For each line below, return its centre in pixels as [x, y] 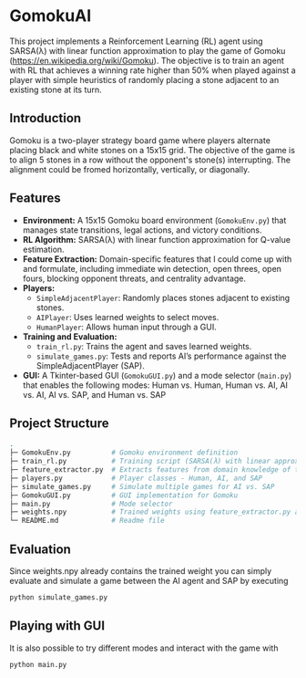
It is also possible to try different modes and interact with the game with [144, 648]
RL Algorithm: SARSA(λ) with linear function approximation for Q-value [157, 239]
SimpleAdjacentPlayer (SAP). [91, 365]
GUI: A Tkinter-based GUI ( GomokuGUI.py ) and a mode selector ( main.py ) [157, 375]
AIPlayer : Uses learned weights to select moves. [127, 317]
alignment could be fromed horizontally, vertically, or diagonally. [130, 169]
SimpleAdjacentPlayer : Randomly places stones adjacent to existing [163, 297]
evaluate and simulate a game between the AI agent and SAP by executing [149, 580]
